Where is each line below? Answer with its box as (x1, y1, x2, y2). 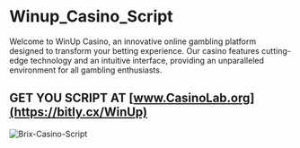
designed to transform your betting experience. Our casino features (9, 45, 260, 56)
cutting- (261, 45, 292, 56)
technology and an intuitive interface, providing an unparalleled (30, 55, 265, 65)
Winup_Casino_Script (9, 6, 173, 27)
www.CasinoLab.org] (133, 91, 255, 106)
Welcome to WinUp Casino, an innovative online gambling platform (9, 36, 257, 47)
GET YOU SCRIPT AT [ (9, 91, 134, 106)
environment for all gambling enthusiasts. (9, 65, 163, 75)
